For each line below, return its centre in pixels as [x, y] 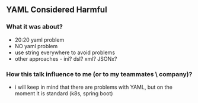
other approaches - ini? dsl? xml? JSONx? [66, 58]
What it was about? [35, 27]
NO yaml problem [36, 46]
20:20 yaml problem [39, 40]
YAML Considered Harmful [57, 10]
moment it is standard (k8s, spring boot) [64, 93]
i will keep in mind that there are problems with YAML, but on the [94, 87]
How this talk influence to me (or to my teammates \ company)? [99, 74]
